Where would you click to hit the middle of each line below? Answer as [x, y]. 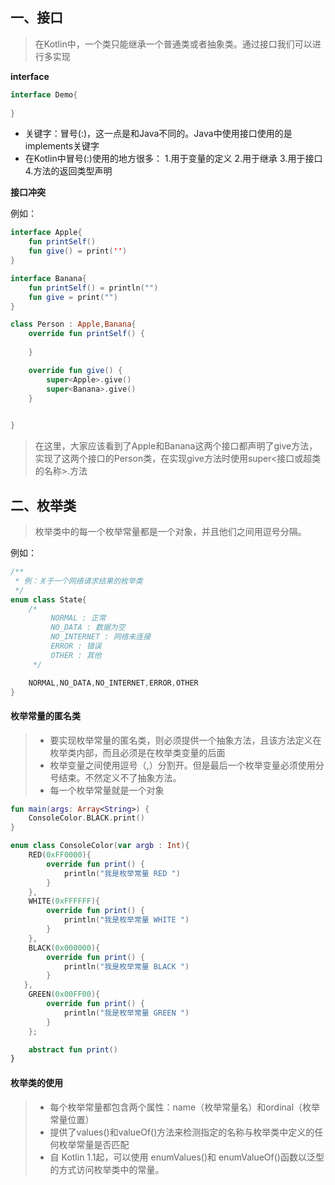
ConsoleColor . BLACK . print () [86, 818]
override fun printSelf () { [86, 334]
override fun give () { [75, 370]
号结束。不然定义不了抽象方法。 [115, 777]
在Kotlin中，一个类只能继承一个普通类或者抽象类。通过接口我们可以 [173, 44]
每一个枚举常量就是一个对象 [107, 790]
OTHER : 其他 [76, 655]
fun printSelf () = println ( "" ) [93, 288]
